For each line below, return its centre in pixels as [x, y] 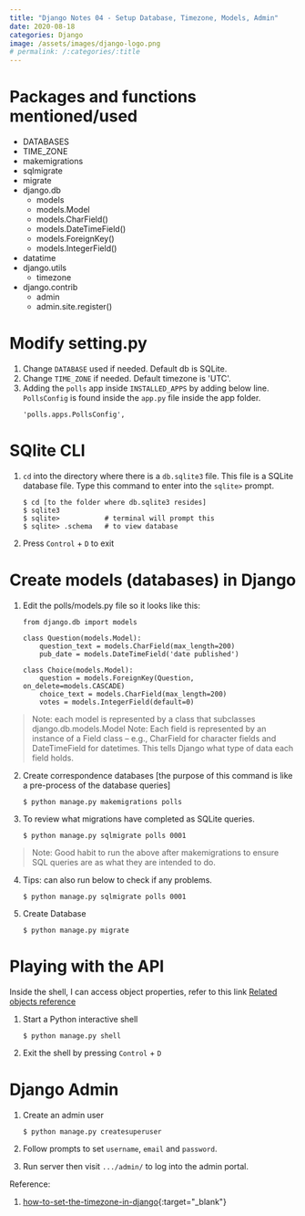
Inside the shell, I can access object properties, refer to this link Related [143, 991]
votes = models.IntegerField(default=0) [117, 702]
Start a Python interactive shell [80, 1019]
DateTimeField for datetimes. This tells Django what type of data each [163, 748]
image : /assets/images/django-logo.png [85, 43]
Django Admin [64, 1090]
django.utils [44, 268]
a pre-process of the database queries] [97, 785]
